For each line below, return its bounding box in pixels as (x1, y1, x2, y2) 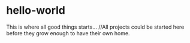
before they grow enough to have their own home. (6, 29, 130, 36)
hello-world (6, 4, 66, 17)
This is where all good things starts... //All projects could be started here (6, 23, 185, 30)
